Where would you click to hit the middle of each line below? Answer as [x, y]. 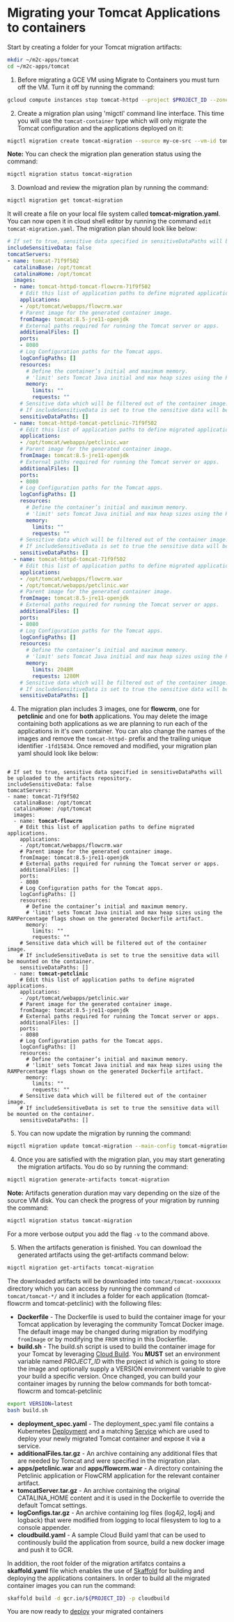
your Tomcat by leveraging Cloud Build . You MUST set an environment [119, 1354]
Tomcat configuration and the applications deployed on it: [100, 128]
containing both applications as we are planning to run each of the [112, 724]
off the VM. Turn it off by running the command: [86, 87]
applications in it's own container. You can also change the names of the [121, 731]
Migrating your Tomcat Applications [114, 13]
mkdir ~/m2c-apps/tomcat [43, 60]
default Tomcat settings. [52, 1505]
